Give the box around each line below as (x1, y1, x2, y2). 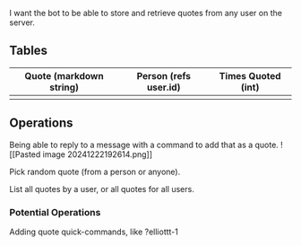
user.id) (146, 81, 181, 93)
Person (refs (136, 69, 191, 82)
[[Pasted (9, 148, 41, 160)
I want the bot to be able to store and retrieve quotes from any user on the (9, 8, 282, 18)
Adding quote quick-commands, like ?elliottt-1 (9, 226, 179, 237)
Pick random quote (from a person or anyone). (9, 166, 181, 177)
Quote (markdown (24, 69, 105, 82)
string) (48, 81, 79, 93)
